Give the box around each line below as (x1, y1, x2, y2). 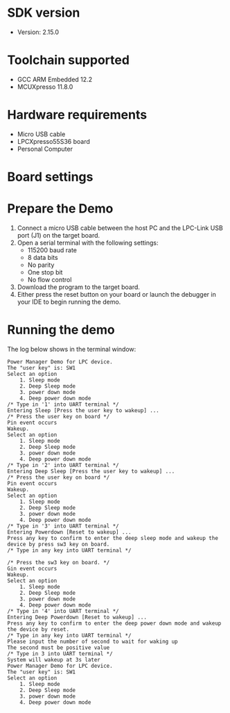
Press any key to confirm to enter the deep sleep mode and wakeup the (7, 534, 218, 541)
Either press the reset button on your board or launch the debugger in (17, 290, 216, 298)
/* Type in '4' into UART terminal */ (7, 607, 119, 614)
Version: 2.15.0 (17, 28, 60, 36)
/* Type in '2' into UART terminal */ (7, 461, 119, 468)
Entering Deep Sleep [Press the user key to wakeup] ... (7, 468, 175, 475)
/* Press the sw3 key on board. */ (7, 559, 110, 566)
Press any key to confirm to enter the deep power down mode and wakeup (7, 620, 222, 627)
